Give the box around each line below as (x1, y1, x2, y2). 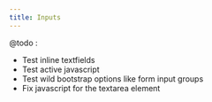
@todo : (9, 37, 38, 48)
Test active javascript (21, 64, 100, 75)
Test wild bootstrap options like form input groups (21, 73, 204, 84)
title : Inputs (9, 12, 62, 22)
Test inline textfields (21, 54, 95, 65)
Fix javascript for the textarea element (21, 82, 161, 93)
